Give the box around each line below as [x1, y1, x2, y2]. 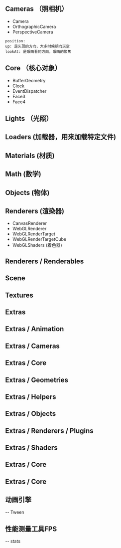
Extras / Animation [5, 325, 64, 333]
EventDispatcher [12, 88, 47, 94]
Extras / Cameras [5, 342, 60, 350]
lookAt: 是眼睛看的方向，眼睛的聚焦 [5, 49, 71, 54]
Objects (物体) [5, 188, 50, 197]
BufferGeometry [12, 77, 46, 83]
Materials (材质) [5, 151, 55, 160]
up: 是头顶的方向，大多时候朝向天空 [5, 44, 70, 49]
